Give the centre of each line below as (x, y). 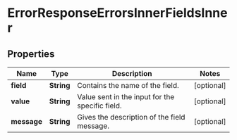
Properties (31, 54)
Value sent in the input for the (126, 97)
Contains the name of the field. (128, 85)
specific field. (99, 106)
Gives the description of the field (131, 117)
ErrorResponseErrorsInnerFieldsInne (117, 13)
